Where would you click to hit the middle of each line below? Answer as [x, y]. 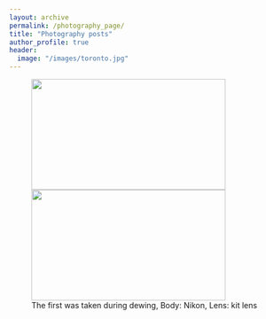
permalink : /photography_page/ [67, 26]
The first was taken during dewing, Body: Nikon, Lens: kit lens [145, 305]
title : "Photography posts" [61, 34]
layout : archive [39, 17]
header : [23, 51]
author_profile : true [49, 42]
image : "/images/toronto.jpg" [73, 58]
